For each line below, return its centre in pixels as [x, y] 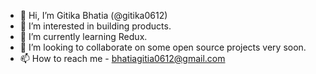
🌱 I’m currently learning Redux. [83, 36]
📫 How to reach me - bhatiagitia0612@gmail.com [122, 58]
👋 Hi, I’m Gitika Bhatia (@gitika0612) [93, 15]
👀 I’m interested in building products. [95, 26]
